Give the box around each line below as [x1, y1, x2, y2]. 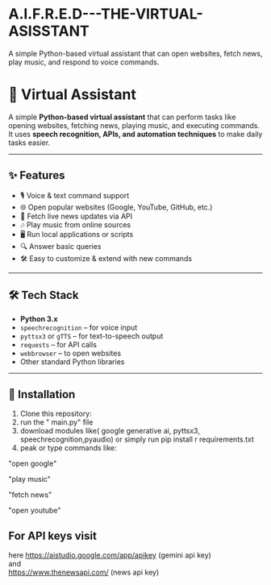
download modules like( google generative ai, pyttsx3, [19, 426, 200, 436]
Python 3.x [19, 313, 58, 323]
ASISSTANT [8, 22, 90, 40]
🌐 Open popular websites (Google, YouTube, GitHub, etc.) [19, 202, 213, 212]
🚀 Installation [8, 388, 76, 401]
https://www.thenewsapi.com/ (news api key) [8, 567, 160, 577]
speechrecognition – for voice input [19, 322, 138, 332]
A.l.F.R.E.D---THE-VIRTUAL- [8, 5, 203, 23]
